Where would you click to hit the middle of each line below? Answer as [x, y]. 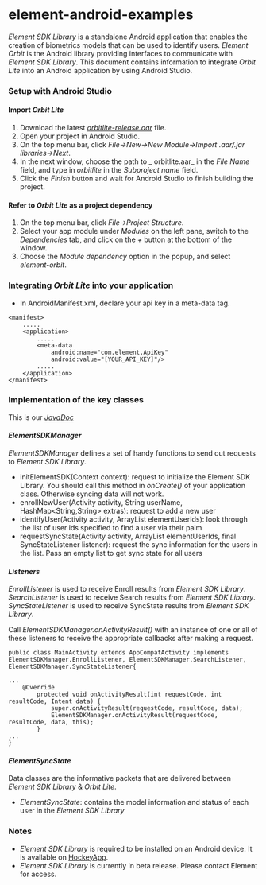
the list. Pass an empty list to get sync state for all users [111, 553]
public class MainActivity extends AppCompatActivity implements [118, 653]
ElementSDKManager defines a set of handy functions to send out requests [132, 453]
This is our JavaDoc [41, 417]
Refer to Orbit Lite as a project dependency [81, 205]
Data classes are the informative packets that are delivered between [120, 778]
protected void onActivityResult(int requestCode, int [129, 695]
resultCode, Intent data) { [55, 701]
